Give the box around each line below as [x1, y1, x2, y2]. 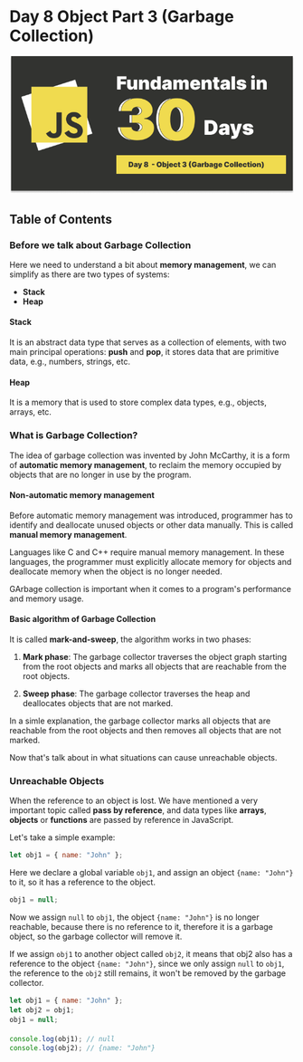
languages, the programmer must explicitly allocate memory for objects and [9, 556, 292, 567]
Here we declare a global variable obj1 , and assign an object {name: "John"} [9, 867, 294, 878]
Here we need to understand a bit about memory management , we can [9, 259, 277, 270]
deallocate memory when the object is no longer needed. [9, 566, 223, 577]
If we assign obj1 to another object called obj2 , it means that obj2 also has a [9, 949, 293, 960]
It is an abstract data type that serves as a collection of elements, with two [9, 337, 287, 348]
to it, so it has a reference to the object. [9, 876, 156, 888]
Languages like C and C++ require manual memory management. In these [9, 546, 285, 558]
